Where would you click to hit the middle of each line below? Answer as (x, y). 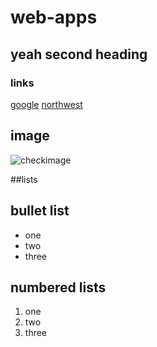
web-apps (54, 17)
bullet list (40, 211)
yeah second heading (79, 54)
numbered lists (58, 287)
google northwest (46, 104)
